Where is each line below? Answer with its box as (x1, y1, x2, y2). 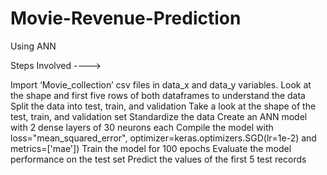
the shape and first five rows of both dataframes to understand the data (10, 89, 306, 101)
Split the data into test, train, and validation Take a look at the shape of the (10, 100, 317, 112)
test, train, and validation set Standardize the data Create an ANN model (10, 110, 308, 122)
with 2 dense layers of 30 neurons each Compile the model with (10, 121, 274, 133)
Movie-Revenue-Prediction (10, 7, 242, 30)
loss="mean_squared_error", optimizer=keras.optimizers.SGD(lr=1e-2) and (10, 132, 317, 144)
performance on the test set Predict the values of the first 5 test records (10, 153, 307, 165)
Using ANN (10, 40, 57, 52)
